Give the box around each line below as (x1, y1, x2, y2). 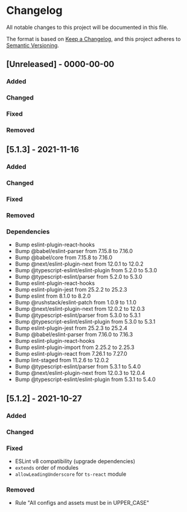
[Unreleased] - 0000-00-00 (6, 59, 115, 69)
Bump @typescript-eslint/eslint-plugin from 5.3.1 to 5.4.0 (14, 376, 156, 383)
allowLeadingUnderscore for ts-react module (14, 470, 127, 478)
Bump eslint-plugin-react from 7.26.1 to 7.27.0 (14, 350, 128, 357)
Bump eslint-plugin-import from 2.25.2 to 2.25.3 (14, 344, 135, 351)
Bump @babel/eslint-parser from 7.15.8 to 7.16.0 (14, 248, 133, 255)
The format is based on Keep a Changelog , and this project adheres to (6, 35, 181, 42)
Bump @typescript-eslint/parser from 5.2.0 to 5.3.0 (14, 273, 143, 281)
